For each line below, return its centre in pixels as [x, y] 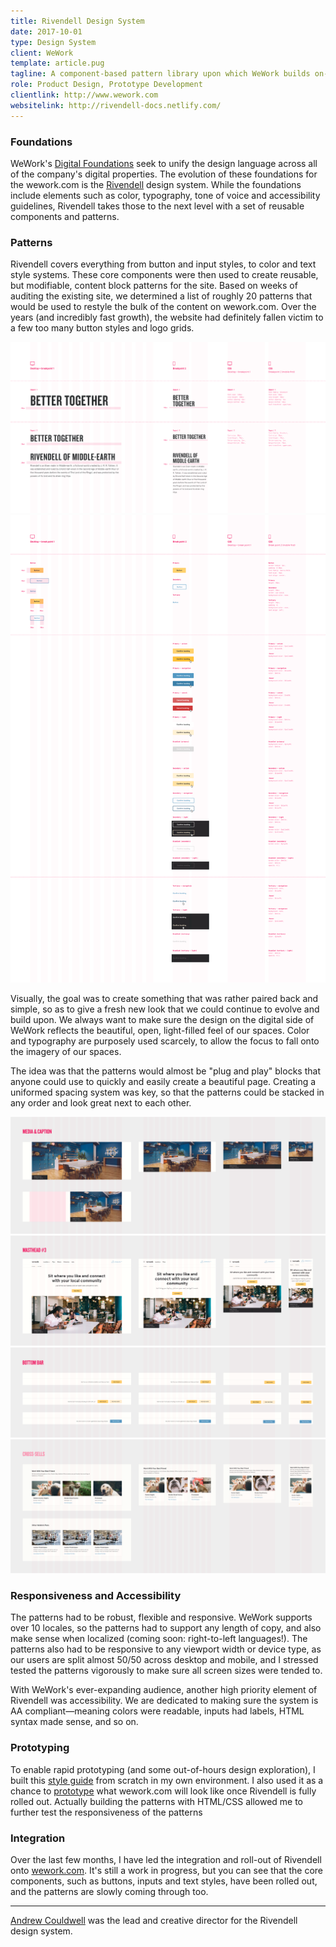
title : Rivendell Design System [77, 21]
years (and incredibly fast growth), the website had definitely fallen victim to [167, 317]
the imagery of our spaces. [66, 1051]
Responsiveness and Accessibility [96, 1596]
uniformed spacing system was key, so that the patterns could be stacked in [167, 1092]
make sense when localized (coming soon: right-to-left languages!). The [159, 1639]
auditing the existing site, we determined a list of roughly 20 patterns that [161, 296]
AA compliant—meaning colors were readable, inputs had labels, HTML [157, 1711]
